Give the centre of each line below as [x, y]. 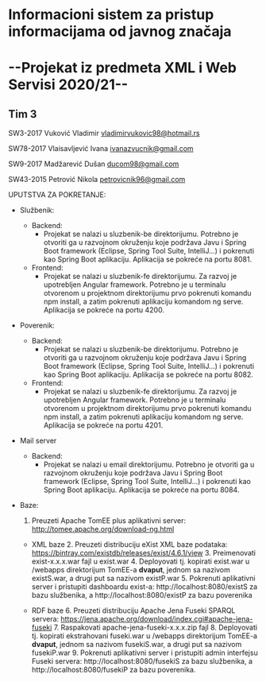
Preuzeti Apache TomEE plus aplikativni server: [109, 521]
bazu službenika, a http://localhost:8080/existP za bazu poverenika [142, 595]
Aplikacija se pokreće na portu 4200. [104, 310]
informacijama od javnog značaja [120, 31]
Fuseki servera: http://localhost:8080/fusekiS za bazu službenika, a [142, 661]
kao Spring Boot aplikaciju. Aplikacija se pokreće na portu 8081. [148, 259]
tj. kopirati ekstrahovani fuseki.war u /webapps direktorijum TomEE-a [145, 636]
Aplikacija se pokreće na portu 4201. [103, 425]
